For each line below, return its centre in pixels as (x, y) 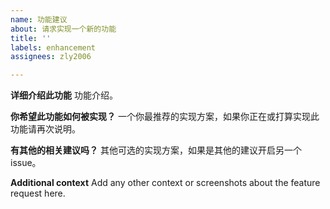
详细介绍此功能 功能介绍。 (64, 95)
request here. (38, 193)
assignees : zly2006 (51, 57)
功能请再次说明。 (45, 129)
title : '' (31, 38)
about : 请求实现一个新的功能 (63, 29)
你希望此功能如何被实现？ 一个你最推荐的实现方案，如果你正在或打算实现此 (165, 117)
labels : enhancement (53, 47)
